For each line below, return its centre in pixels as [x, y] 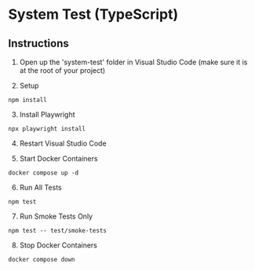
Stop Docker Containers [58, 245]
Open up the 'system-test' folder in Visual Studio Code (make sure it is [133, 62]
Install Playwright [47, 114]
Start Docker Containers [58, 159]
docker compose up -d [44, 173]
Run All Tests [40, 187]
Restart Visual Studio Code [63, 143]
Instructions [38, 43]
